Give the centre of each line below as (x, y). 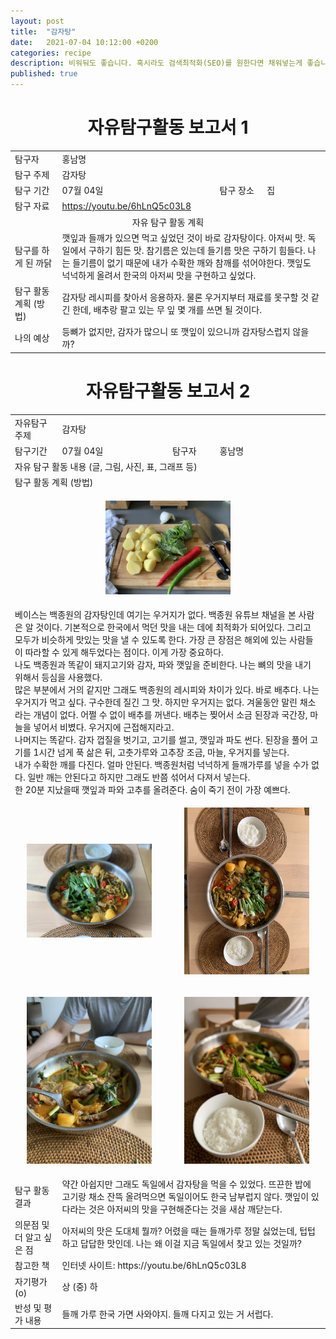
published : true (44, 74)
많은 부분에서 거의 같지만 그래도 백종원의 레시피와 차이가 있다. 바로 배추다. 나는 (167, 689)
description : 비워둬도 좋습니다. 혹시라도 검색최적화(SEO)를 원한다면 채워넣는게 (156, 63)
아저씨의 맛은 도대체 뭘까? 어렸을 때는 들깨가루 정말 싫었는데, (179, 1231)
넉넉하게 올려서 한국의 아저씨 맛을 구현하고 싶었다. (159, 275)
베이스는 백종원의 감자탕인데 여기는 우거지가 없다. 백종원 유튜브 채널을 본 (155, 614)
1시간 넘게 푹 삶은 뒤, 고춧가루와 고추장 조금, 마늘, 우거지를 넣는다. (161, 752)
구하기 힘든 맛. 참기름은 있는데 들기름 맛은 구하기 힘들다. (197, 250)
